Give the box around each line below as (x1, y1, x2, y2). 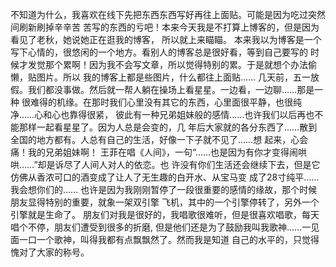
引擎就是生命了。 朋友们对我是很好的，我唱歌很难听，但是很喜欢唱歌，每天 (10, 209, 320, 220)
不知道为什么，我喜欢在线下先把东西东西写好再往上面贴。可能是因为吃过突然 (10, 9, 326, 20)
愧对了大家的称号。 (10, 246, 90, 258)
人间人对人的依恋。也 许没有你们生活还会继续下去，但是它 (81, 159, 321, 170)
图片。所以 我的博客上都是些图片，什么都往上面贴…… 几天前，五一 (36, 71, 312, 83)
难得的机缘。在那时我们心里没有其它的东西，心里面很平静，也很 (29, 96, 293, 108)
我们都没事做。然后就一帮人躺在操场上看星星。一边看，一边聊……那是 (27, 84, 315, 95)
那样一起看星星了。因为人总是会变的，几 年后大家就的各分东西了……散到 (18, 121, 318, 133)
